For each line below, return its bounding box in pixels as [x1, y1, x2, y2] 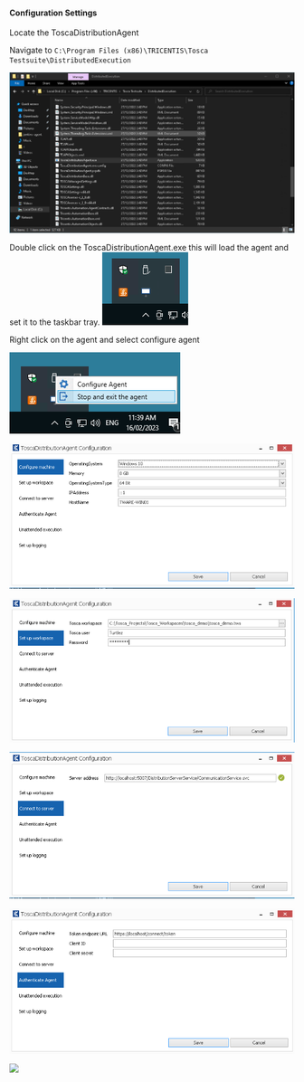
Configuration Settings [9, 7, 98, 18]
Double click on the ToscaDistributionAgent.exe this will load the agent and [9, 242, 290, 253]
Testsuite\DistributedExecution [9, 56, 131, 65]
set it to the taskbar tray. [9, 317, 100, 327]
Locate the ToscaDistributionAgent [9, 27, 139, 38]
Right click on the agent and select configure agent [9, 335, 201, 346]
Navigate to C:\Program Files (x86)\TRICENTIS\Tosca [9, 45, 209, 56]
